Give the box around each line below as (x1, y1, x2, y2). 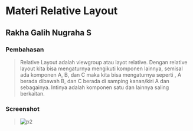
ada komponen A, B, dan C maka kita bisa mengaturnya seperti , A (19, 71, 181, 78)
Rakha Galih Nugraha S (5, 28, 92, 38)
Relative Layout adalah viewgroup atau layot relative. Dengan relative (19, 58, 188, 65)
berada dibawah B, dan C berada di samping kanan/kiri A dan (19, 77, 169, 84)
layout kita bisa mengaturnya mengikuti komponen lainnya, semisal (19, 65, 184, 72)
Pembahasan (5, 45, 44, 54)
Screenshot (5, 104, 40, 113)
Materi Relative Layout (5, 4, 118, 18)
